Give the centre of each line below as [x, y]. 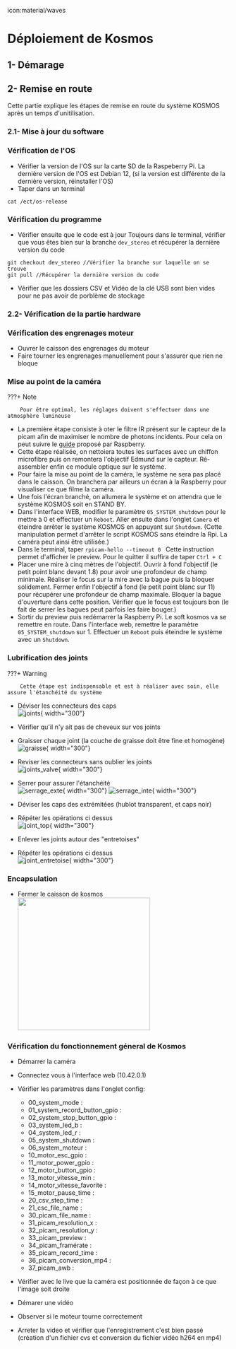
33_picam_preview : [57, 1238]
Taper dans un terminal [51, 188]
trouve [17, 269]
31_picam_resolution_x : [62, 1223]
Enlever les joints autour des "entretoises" [78, 839]
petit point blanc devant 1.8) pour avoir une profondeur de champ [112, 572]
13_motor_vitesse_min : [61, 1178]
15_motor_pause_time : [61, 1193]
